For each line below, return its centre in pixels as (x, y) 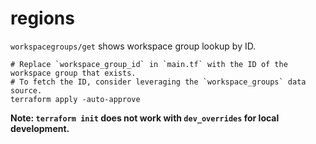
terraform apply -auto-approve (75, 99)
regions (42, 18)
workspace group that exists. (73, 73)
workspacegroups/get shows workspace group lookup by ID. (133, 46)
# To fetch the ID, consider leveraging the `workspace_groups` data (158, 82)
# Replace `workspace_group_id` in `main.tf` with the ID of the (149, 64)
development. (40, 128)
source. (26, 90)
